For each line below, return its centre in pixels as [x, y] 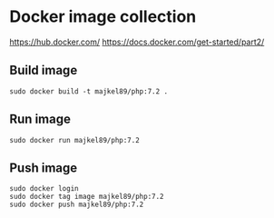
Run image [40, 119]
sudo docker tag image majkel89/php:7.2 [87, 197]
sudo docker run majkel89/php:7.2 [75, 140]
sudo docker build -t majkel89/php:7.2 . [89, 91]
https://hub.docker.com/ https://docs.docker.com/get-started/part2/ [137, 42]
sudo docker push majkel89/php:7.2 [77, 205]
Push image [44, 168]
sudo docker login [44, 189]
